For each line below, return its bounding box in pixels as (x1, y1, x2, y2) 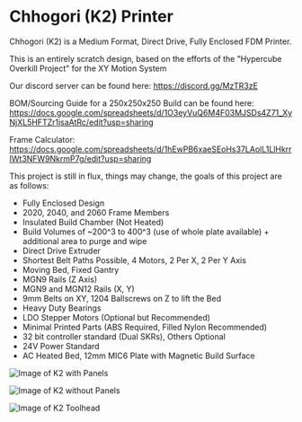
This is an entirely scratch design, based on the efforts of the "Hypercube (9, 53, 282, 64)
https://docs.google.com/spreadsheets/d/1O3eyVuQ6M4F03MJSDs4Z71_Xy (9, 107, 293, 118)
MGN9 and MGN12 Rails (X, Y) (22, 283, 135, 294)
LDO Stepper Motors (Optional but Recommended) (22, 312, 211, 322)
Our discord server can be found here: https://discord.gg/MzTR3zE (9, 80, 259, 91)
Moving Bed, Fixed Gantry (22, 264, 120, 275)
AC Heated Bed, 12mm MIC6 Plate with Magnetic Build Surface (22, 350, 255, 361)
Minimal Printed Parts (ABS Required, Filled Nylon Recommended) (22, 321, 268, 332)
